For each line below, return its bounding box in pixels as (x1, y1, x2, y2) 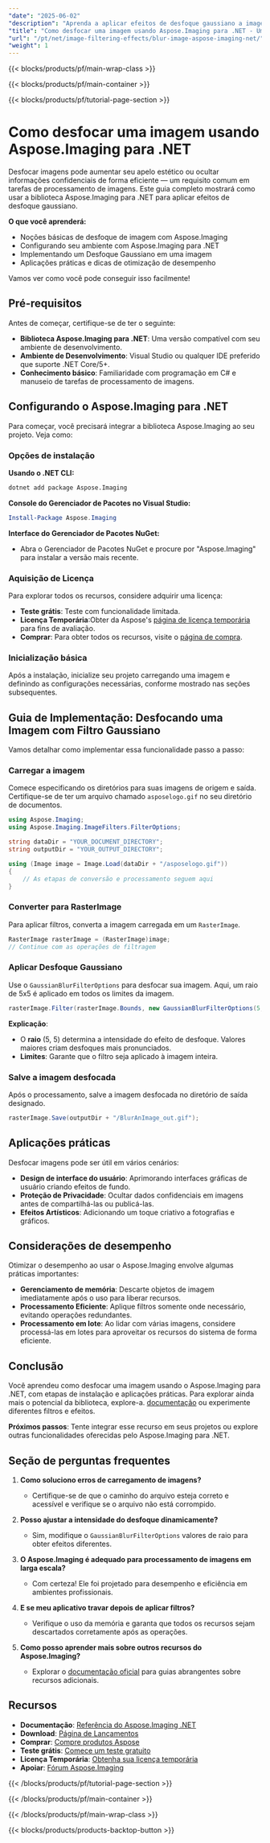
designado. (8, 1098, 46, 1107)
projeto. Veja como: (8, 430, 73, 439)
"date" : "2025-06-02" (8, 11, 81, 20)
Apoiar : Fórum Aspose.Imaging (19, 1763, 125, 1772)
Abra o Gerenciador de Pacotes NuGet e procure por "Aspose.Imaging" (19, 544, 256, 554)
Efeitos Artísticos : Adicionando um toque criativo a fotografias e (19, 1207, 235, 1217)
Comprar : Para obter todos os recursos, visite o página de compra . (19, 633, 243, 642)
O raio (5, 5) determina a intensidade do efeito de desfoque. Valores (19, 1034, 246, 1044)
